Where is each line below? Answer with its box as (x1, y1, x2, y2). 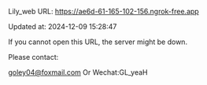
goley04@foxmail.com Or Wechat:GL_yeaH (8, 68, 148, 77)
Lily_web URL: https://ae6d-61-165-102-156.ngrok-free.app (8, 7, 199, 16)
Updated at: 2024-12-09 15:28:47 (8, 22, 117, 31)
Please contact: (8, 53, 59, 61)
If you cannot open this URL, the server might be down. (8, 37, 187, 46)
